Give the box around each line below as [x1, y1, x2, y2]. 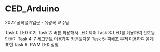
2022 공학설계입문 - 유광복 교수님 [5, 20, 69, 25]
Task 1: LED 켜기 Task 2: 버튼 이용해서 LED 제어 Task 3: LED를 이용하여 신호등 [5, 30, 155, 35]
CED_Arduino [5, 3, 60, 14]
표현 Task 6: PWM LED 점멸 [5, 42, 59, 47]
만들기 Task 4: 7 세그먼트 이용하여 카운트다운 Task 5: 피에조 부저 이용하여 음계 [5, 36, 154, 42]
